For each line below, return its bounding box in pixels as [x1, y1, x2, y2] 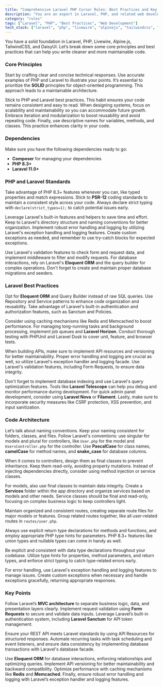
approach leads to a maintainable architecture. [5, 88, 98, 93]
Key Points [5, 590, 31, 596]
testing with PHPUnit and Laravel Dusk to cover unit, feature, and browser [5, 334, 153, 340]
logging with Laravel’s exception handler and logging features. [5, 676, 130, 682]
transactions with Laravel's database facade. [5, 646, 95, 652]
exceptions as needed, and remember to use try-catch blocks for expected [5, 235, 155, 241]
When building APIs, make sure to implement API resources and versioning [5, 349, 155, 354]
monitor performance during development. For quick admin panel [5, 389, 136, 395]
